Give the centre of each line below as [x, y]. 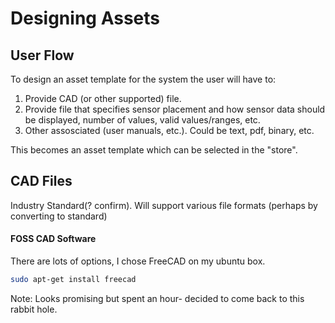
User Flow [42, 55]
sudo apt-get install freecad [73, 280]
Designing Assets [85, 18]
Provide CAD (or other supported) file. [103, 98]
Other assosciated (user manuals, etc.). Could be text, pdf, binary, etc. [169, 130]
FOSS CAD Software [53, 239]
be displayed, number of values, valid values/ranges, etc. [142, 120]
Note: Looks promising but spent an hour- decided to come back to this [157, 298]
